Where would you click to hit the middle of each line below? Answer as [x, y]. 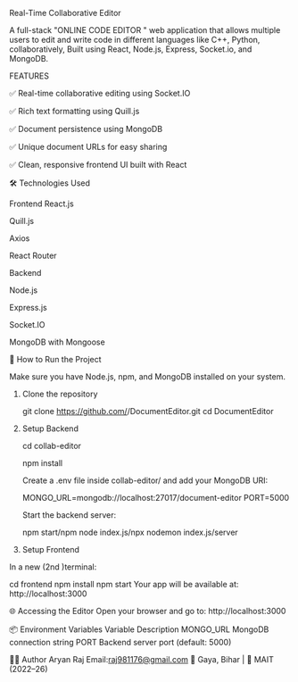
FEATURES [29, 76]
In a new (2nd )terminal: [53, 567]
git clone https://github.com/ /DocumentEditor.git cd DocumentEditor [148, 411]
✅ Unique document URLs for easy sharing [88, 147]
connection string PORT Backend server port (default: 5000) [120, 642]
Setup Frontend [51, 549]
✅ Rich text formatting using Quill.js [74, 111]
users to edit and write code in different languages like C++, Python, [135, 40]
